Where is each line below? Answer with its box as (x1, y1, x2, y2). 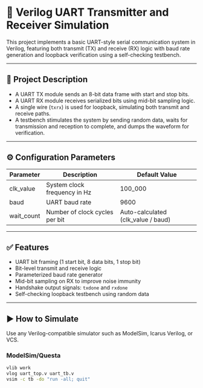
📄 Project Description (6, 74, 88, 85)
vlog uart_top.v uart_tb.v (6, 370, 74, 377)
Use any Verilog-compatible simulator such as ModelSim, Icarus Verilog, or (6, 330, 193, 337)
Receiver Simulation (6, 18, 109, 32)
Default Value (137, 170, 177, 179)
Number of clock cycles (46, 208, 114, 216)
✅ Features (6, 242, 50, 252)
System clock (46, 180, 85, 189)
